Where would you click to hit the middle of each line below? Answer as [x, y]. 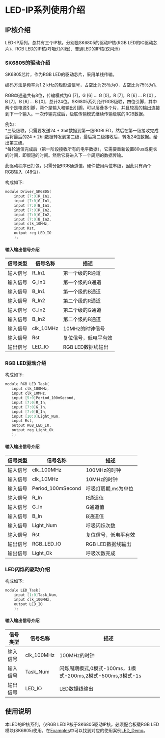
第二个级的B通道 [82, 320]
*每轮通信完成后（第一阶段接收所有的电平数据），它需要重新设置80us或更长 [81, 149]
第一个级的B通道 [82, 292]
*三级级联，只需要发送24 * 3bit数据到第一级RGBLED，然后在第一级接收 [78, 131]
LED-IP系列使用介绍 [45, 10]
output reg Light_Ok [33, 430]
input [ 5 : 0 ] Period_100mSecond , [44, 398]
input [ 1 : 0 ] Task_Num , [36, 595]
